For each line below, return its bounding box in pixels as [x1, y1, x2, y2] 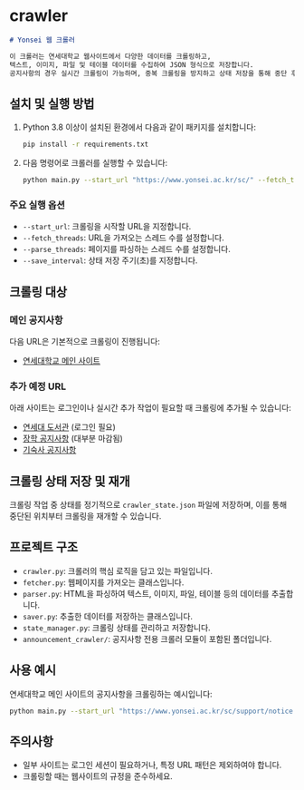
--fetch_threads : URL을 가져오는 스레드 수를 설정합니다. [22, 232, 224, 243]
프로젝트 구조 [9, 540, 79, 555]
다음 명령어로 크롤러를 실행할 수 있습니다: [22, 158, 168, 169]
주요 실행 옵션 [9, 199, 66, 211]
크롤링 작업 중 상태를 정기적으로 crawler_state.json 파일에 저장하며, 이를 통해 [9, 500, 288, 511]
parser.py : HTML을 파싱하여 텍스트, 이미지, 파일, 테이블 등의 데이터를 [22, 588, 270, 599]
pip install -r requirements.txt [22, 140, 149, 150]
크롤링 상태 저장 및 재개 [9, 473, 131, 489]
